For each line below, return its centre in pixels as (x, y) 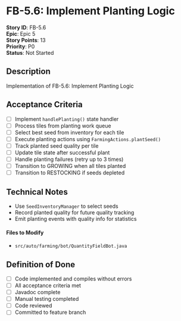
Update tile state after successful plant (62, 152)
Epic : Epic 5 (21, 33)
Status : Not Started (30, 52)
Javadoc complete (38, 292)
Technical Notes (37, 192)
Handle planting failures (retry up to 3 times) (69, 159)
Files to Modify (25, 232)
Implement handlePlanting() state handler (67, 119)
